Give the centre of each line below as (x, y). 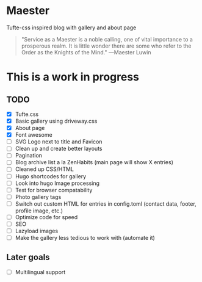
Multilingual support (40, 272)
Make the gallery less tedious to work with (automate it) (85, 238)
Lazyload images (37, 231)
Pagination (29, 156)
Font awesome (34, 135)
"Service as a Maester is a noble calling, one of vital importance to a (107, 39)
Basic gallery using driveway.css (56, 121)
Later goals (28, 257)
